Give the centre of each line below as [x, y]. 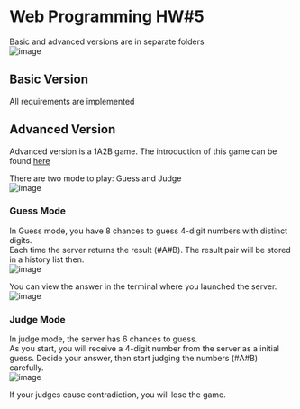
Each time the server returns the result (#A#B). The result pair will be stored [150, 250]
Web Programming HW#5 [107, 17]
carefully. [27, 368]
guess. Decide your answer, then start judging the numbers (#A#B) [134, 359]
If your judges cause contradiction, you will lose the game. [118, 395]
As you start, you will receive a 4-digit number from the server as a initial [144, 349]
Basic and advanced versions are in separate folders [107, 41]
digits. [21, 240]
